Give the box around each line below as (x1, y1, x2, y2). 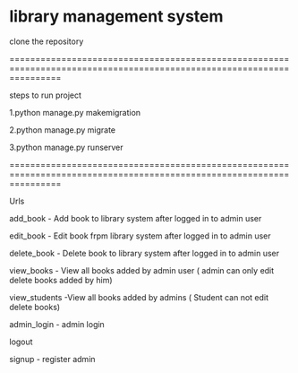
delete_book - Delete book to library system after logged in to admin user (9, 247, 280, 258)
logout (9, 336, 33, 347)
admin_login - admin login (9, 318, 105, 329)
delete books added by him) (9, 274, 114, 285)
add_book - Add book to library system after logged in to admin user (9, 213, 262, 223)
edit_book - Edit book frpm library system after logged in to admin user (9, 230, 271, 241)
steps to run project (9, 90, 82, 100)
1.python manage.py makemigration (9, 107, 141, 117)
